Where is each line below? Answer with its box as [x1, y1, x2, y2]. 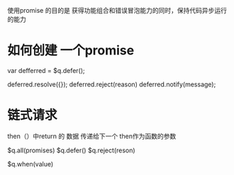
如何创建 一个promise [7, 43, 135, 59]
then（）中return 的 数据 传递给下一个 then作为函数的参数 [7, 132, 177, 140]
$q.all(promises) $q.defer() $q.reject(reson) [7, 146, 136, 154]
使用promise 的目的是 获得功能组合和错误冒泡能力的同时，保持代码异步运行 [7, 6, 228, 14]
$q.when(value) [7, 159, 54, 168]
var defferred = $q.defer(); [7, 66, 85, 74]
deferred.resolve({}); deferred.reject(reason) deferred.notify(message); [7, 80, 216, 89]
